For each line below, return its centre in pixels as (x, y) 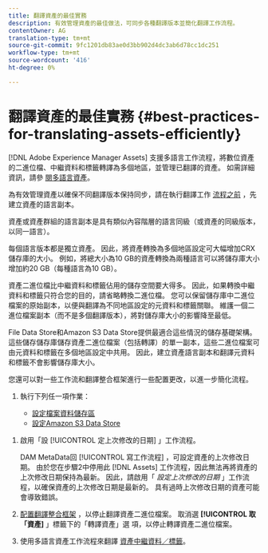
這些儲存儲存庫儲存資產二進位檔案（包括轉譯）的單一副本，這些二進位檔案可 (134, 342)
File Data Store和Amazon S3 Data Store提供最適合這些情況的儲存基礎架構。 (132, 332)
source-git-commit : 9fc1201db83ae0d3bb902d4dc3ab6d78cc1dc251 (114, 46)
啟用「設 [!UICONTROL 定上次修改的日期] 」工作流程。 (110, 440)
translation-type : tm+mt (49, 38)
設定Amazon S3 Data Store (76, 423)
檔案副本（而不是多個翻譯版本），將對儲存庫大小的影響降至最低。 (128, 315)
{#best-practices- (199, 116)
